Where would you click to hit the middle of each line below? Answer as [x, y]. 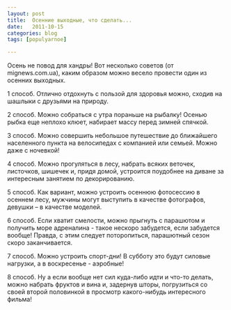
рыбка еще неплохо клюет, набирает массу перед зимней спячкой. [108, 122]
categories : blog [32, 33]
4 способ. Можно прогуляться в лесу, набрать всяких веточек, [101, 164]
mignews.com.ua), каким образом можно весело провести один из [107, 73]
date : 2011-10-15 [35, 26]
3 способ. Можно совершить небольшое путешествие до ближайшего [112, 136]
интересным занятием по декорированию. [71, 179]
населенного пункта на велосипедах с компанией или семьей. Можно [112, 143]
